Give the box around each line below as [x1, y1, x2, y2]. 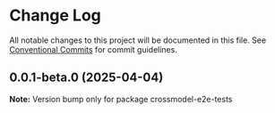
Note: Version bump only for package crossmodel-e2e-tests [9, 93, 233, 104]
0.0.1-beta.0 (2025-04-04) [9, 70, 164, 85]
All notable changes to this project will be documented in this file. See [9, 35, 267, 45]
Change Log [9, 5, 101, 26]
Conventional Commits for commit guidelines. [9, 44, 177, 54]
